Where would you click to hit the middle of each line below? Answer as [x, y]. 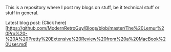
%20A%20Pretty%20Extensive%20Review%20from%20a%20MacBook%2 [86, 39]
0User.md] [17, 44]
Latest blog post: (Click [30, 23]
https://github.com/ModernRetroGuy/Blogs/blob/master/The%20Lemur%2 [86, 28]
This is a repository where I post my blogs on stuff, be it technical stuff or [82, 7]
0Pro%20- [16, 33]
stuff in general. [22, 13]
